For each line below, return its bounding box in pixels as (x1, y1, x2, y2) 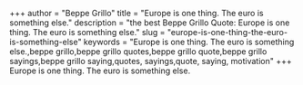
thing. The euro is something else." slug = (9, 27, 166, 37)
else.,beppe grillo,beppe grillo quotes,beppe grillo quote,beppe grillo (9, 46, 268, 57)
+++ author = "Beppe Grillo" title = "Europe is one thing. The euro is (9, 8, 264, 18)
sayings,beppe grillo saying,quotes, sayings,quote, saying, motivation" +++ (9, 56, 293, 66)
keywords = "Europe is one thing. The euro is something (83, 36, 295, 47)
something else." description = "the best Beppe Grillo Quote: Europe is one (9, 17, 290, 28)
